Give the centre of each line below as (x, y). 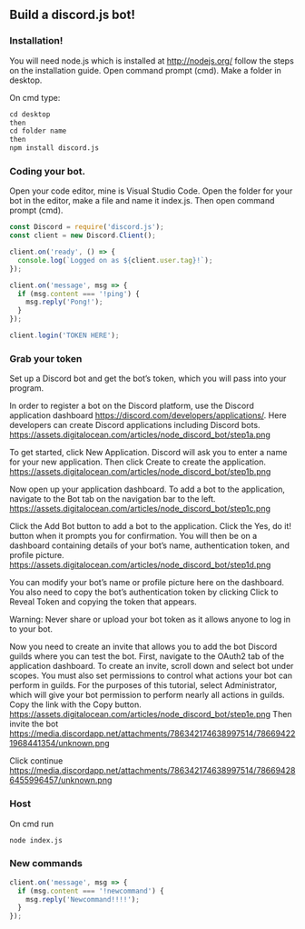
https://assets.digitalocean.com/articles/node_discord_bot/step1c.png (140, 509)
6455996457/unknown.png (61, 780)
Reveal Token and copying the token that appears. (103, 602)
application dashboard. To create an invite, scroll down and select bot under (152, 666)
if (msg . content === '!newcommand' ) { (91, 891)
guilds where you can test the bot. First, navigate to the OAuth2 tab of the (147, 656)
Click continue (36, 761)
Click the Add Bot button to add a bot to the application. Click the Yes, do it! (151, 526)
